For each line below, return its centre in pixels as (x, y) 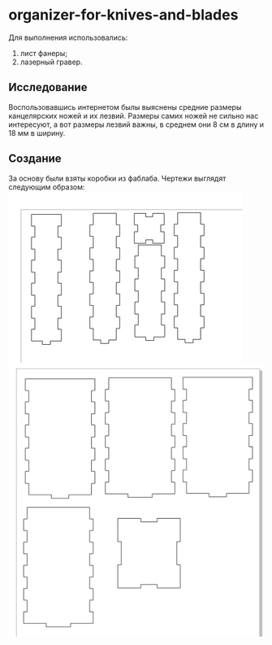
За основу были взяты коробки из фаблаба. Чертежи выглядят (117, 178)
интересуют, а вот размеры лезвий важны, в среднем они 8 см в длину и (136, 124)
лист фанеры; (43, 53)
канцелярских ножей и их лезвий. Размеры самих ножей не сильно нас (134, 115)
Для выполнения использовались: (68, 37)
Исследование (48, 87)
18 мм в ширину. (37, 133)
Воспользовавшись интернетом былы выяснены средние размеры (125, 107)
